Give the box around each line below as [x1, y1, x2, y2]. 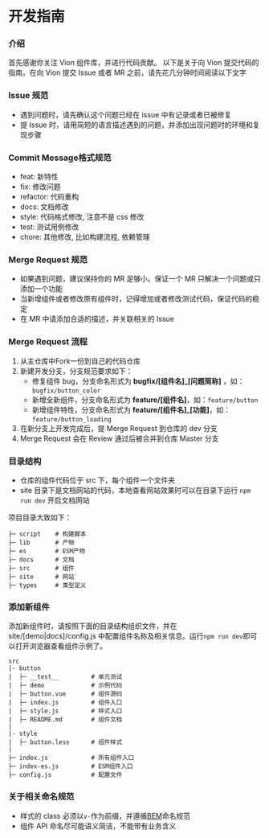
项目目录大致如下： [8, 512, 72, 522]
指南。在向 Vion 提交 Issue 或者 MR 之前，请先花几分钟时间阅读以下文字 [8, 68, 247, 77]
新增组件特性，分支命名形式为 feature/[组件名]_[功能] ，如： [31, 405, 231, 414]
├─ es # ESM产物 [8, 547, 86, 555]
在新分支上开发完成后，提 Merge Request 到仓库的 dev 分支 [19, 423, 218, 433]
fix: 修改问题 [19, 182, 61, 191]
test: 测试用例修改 [19, 222, 79, 232]
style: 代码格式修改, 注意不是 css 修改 [19, 212, 145, 222]
